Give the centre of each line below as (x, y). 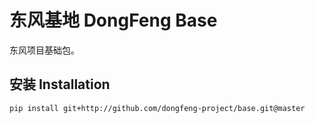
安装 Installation (60, 84)
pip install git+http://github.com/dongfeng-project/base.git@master (157, 108)
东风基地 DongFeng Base (113, 20)
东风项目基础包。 (44, 50)
